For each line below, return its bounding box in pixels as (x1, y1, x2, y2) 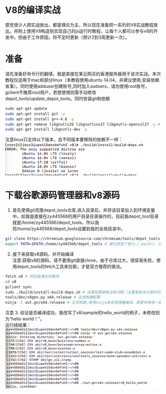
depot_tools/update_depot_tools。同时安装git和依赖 (5, 95, 110, 102)
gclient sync (5, 284, 32, 289)
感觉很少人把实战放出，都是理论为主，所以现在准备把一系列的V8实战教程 (5, 22, 154, 28)
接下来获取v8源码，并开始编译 (12, 251, 74, 257)
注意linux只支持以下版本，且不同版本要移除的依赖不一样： (5, 137, 123, 143)
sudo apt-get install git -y (5, 111, 65, 116)
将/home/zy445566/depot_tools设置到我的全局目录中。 (12, 226, 125, 232)
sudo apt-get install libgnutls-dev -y (5, 127, 87, 132)
